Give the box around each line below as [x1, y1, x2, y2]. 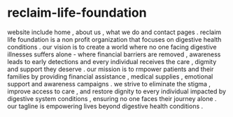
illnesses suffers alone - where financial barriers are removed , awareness [7, 50, 221, 58]
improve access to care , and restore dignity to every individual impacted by [7, 87, 226, 95]
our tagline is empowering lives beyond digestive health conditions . [7, 102, 204, 110]
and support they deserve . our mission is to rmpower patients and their [7, 65, 214, 73]
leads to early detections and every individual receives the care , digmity [7, 57, 217, 65]
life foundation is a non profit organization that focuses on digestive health [7, 35, 222, 43]
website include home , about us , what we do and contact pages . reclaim [7, 28, 222, 36]
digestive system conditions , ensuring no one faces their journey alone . [7, 94, 217, 102]
